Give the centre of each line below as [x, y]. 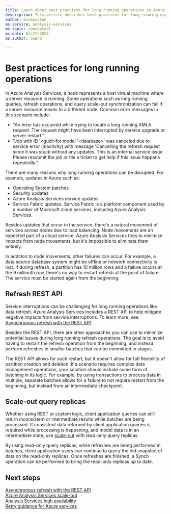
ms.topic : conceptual [28, 29]
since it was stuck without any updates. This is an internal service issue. [88, 151]
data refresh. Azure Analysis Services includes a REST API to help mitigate [83, 312]
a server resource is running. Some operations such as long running [77, 98]
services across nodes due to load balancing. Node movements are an [79, 230]
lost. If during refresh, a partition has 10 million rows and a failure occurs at [84, 267]
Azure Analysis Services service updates [55, 198]
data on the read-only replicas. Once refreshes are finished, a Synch [77, 456]
